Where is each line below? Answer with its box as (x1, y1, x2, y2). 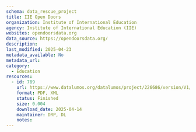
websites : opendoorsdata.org (6, 30, 77, 36)
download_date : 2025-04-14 (16, 106, 82, 112)
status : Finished (16, 95, 59, 101)
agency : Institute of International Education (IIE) (6, 25, 137, 31)
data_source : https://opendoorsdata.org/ (6, 36, 108, 41)
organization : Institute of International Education (6, 19, 137, 25)
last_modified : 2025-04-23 (6, 47, 72, 53)
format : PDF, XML (16, 90, 59, 96)
